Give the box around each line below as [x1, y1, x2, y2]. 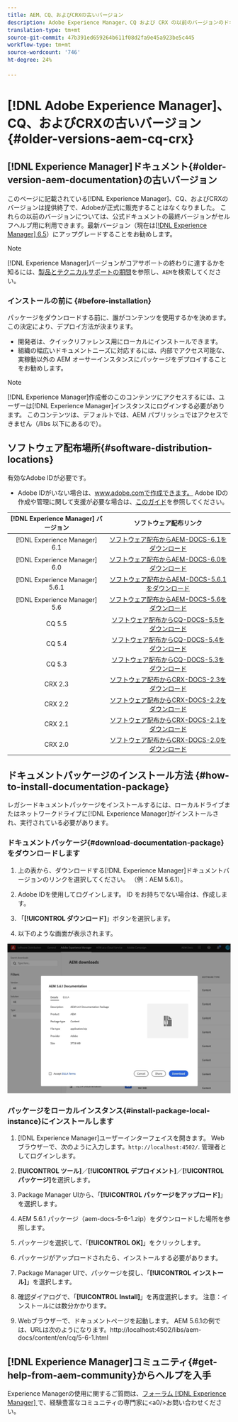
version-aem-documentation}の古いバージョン [7, 174, 217, 186]
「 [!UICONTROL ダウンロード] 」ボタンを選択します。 [17, 914, 175, 922]
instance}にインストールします [7, 1116, 114, 1126]
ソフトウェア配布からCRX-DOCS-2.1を [109, 716, 227, 724]
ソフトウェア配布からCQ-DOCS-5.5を [111, 615, 225, 624]
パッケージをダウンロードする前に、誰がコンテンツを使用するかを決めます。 [7, 313, 230, 322]
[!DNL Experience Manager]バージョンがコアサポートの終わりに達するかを [7, 258, 225, 267]
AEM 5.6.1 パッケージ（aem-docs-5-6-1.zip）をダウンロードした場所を [17, 1215, 225, 1223]
